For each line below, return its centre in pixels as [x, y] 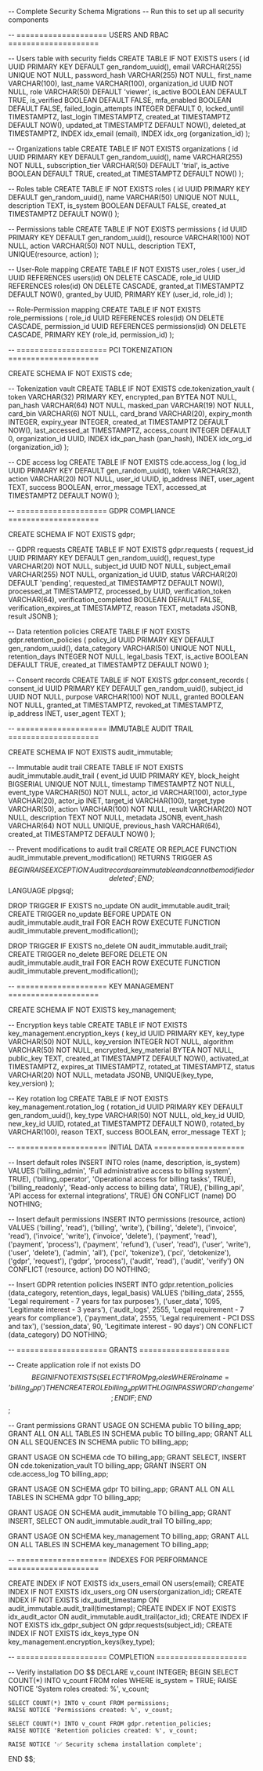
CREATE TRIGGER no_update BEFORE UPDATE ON [90, 914]
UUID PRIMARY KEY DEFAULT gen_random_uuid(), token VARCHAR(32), [124, 471]
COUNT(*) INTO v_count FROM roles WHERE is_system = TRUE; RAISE [122, 1680]
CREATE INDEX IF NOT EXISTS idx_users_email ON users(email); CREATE [126, 1583]
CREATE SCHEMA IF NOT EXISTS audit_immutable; [91, 752]
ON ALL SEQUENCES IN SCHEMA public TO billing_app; [99, 1442]
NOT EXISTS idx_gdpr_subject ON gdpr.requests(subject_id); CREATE [121, 1625]
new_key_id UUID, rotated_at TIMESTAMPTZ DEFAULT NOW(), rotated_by [126, 1123]
